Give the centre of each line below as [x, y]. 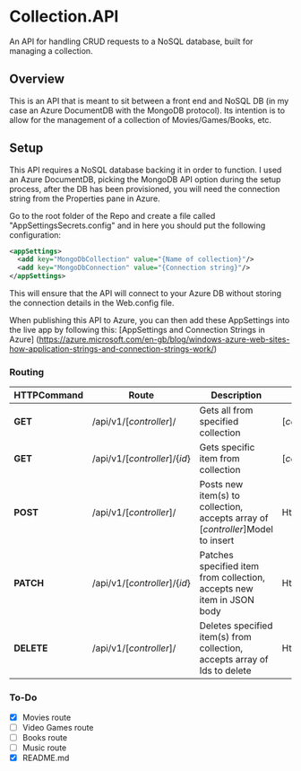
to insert [217, 540]
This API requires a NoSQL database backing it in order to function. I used [146, 170]
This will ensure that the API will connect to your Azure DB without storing [146, 294]
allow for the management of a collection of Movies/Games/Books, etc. [140, 119]
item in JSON [227, 600]
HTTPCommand [48, 395]
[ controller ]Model [236, 530]
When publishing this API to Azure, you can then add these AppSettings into [150, 320]
